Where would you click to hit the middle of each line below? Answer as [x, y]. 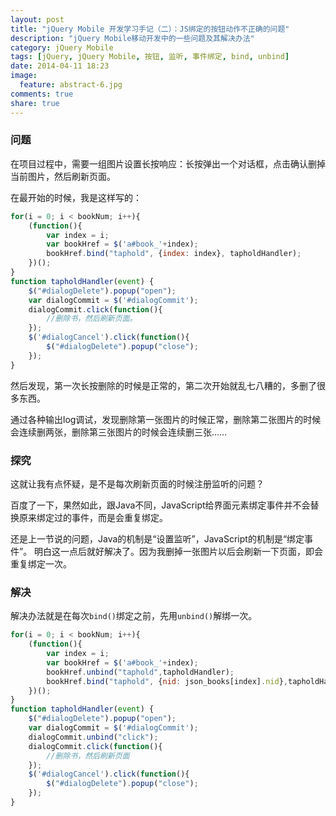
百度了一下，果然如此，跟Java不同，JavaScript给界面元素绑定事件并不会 [160, 505]
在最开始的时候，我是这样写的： [76, 197]
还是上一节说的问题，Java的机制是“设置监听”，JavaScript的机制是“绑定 [157, 538]
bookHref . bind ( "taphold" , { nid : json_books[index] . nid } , [167, 681]
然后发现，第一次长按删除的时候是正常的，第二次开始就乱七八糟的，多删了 [163, 385]
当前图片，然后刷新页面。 [63, 176]
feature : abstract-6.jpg [71, 85]
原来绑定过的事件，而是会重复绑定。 [93, 517]
